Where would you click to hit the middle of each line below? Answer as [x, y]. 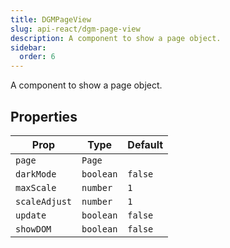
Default [145, 144]
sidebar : [28, 47]
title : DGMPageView [51, 19]
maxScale [36, 187]
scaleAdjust [44, 201]
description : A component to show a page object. [116, 38]
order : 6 [37, 57]
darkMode [36, 174]
